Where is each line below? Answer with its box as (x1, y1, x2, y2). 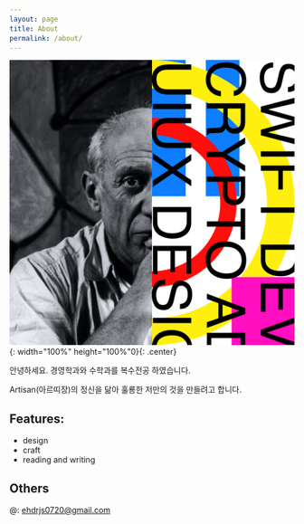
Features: (9, 411, 65, 426)
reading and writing (22, 454, 96, 465)
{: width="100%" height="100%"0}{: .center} (9, 347, 177, 357)
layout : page (9, 14, 59, 24)
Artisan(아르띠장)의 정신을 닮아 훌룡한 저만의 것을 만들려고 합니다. (9, 385, 242, 395)
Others (9, 481, 50, 496)
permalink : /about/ (9, 33, 83, 43)
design (22, 435, 49, 446)
